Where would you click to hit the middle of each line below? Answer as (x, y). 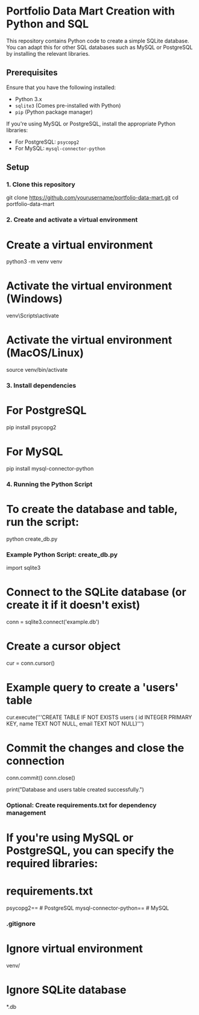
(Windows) (35, 299)
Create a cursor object (63, 646)
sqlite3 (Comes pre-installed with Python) (68, 105)
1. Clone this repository (41, 185)
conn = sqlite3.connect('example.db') (53, 622)
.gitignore (21, 924)
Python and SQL (48, 24)
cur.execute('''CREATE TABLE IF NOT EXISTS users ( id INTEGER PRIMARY (99, 717)
